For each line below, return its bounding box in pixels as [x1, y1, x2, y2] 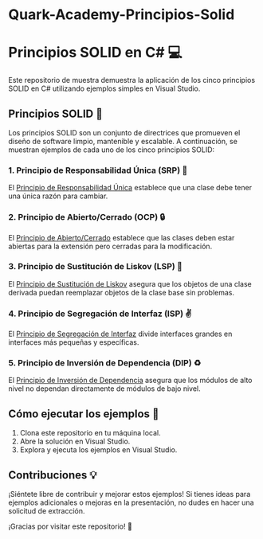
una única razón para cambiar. [8, 191, 108, 201]
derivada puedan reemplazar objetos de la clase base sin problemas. [8, 287, 235, 297]
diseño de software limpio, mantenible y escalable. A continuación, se [8, 136, 237, 146]
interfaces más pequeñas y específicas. [8, 338, 139, 347]
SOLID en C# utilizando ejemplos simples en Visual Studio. [8, 84, 201, 93]
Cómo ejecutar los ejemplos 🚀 [8, 407, 159, 420]
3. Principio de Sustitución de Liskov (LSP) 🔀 [8, 261, 183, 272]
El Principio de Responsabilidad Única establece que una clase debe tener [8, 183, 253, 193]
